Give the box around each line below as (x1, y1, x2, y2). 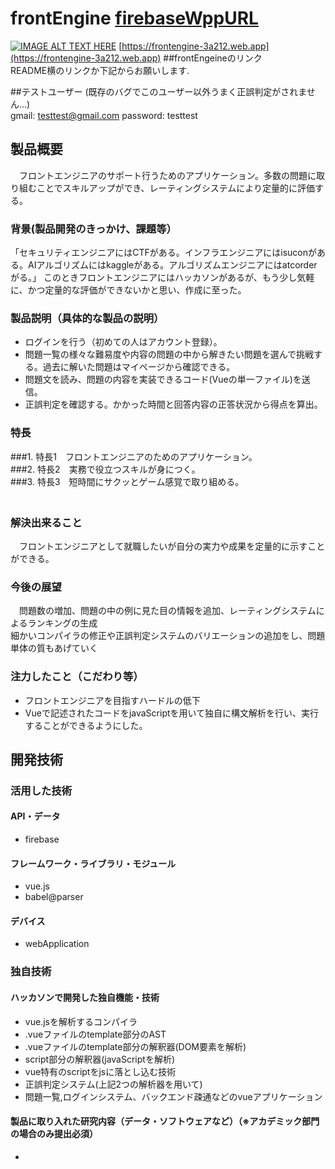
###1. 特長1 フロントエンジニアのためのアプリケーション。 (10, 450, 258, 462)
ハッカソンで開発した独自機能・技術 (10, 991, 160, 1003)
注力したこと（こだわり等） (10, 670, 144, 684)
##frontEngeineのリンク (163, 52, 263, 64)
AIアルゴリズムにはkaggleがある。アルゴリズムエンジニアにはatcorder (27, 259, 318, 271)
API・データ (10, 810, 61, 822)
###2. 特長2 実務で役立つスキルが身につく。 (10, 463, 201, 475)
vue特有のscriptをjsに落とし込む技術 (24, 1065, 177, 1077)
